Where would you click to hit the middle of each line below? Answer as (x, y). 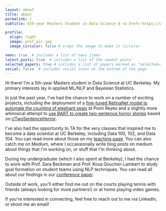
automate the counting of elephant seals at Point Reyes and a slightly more (81, 108)
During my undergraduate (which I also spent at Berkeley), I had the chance (82, 159)
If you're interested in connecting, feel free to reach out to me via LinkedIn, (81, 199)
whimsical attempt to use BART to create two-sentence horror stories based (83, 114)
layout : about (20, 10)
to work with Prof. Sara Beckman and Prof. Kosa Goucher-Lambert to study (82, 164)
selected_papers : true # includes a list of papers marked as (70, 64)
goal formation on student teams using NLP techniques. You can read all (79, 169)
